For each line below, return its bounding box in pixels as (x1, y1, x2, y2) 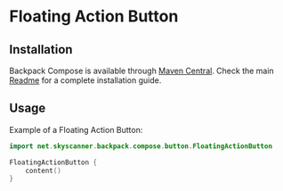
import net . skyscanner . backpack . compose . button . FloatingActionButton (9, 141, 273, 151)
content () (25, 166, 62, 175)
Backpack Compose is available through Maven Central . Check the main (9, 65, 274, 76)
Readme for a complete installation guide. (9, 75, 162, 86)
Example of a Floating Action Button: (9, 124, 143, 135)
